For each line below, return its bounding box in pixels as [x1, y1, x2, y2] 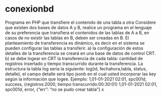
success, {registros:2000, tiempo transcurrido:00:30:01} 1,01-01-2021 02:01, [5, 81, 158, 87]
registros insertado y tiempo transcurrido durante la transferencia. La [5, 61, 143, 66]
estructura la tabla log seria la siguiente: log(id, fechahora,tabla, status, [5, 65, 147, 71]
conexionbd [5, 3, 54, 15]
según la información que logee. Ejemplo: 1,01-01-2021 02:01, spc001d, [5, 76, 147, 82]
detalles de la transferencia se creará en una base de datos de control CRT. [5, 50, 156, 56]
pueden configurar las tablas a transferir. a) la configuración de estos [5, 45, 144, 51]
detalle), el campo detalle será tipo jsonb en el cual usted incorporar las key [5, 71, 157, 77]
